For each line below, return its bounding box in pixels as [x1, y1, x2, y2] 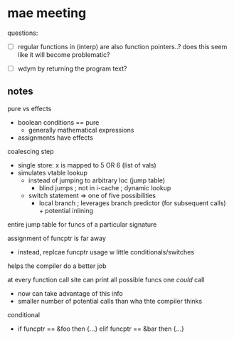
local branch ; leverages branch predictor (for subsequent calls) [38, 198, 226, 207]
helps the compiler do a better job [7, 262, 107, 270]
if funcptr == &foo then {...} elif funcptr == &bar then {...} [17, 324, 185, 333]
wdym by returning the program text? [17, 64, 127, 73]
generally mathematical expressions [28, 125, 134, 134]
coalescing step [7, 147, 55, 155]
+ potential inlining [38, 206, 94, 215]
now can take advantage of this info [17, 289, 123, 297]
